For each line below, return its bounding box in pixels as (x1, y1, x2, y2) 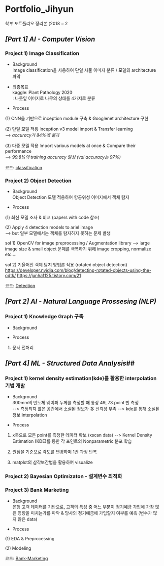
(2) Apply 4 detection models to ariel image (5, 224, 93, 230)
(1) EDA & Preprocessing (5, 535, 55, 541)
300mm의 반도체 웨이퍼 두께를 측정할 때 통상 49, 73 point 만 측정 (12, 400, 139, 406)
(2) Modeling (5, 545, 32, 551)
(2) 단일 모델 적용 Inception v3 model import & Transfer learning (5, 126, 133, 132)
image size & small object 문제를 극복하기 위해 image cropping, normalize (5, 246, 152, 252)
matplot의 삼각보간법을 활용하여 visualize (12, 459, 93, 466)
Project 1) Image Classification (5, 50, 80, 57)
